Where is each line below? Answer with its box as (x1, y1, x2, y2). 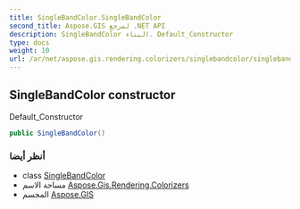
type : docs (9, 38, 50, 47)
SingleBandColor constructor (9, 88, 176, 103)
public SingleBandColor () (9, 129, 105, 138)
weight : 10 (9, 46, 50, 55)
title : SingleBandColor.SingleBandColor (9, 13, 162, 22)
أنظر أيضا (9, 149, 46, 162)
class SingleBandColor (21, 170, 106, 180)
